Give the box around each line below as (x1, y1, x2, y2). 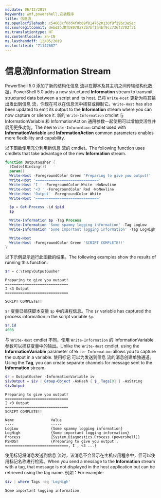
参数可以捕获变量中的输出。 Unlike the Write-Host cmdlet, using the (5, 343, 140, 349)
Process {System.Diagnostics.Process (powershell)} (5, 434, 140, 440)
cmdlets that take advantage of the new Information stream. (5, 150, 126, 156)
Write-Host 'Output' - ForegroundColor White (9, 191, 101, 196)
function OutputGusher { (5, 160, 55, 165)
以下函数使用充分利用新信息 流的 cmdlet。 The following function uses (5, 145, 145, 151)
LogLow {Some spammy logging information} (5, 426, 123, 431)
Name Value (5, 417, 62, 423)
